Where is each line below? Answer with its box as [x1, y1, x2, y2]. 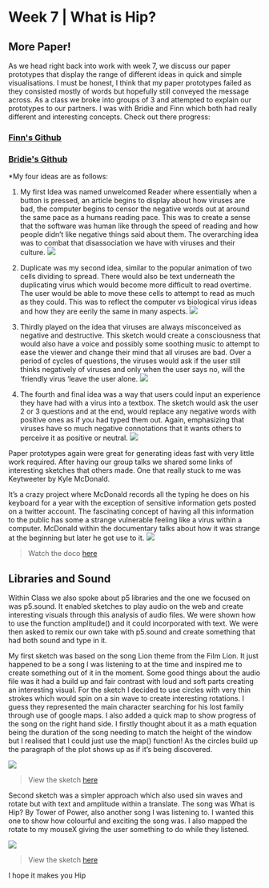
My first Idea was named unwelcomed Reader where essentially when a [19, 187, 258, 197]
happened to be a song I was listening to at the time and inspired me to [8, 660, 243, 670]
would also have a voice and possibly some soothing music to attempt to [19, 339, 260, 349]
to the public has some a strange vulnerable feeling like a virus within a [8, 515, 243, 525]
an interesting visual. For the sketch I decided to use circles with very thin [8, 685, 251, 695]
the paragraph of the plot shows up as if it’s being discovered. [8, 745, 213, 754]
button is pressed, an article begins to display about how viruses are [19, 196, 246, 206]
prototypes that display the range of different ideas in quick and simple [8, 70, 243, 79]
